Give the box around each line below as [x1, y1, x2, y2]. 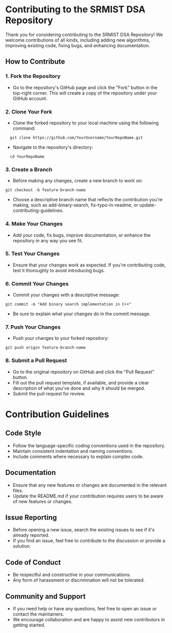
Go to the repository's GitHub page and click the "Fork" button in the [12, 84, 158, 90]
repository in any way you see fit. [12, 237, 83, 243]
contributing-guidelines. [12, 207, 64, 214]
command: [12, 125, 36, 131]
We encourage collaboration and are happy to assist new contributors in [12, 616, 165, 622]
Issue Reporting [5, 513, 57, 522]
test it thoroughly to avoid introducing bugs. [12, 267, 105, 273]
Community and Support [5, 592, 86, 601]
